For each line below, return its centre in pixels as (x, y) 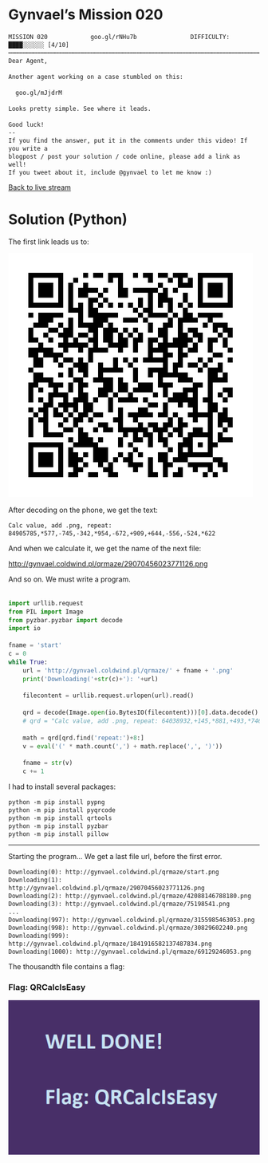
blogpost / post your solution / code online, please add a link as (124, 156)
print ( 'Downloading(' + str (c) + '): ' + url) (91, 679)
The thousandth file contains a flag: (67, 967)
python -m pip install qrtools (60, 818)
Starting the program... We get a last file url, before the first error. (115, 857)
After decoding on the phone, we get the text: (83, 510)
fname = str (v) (48, 763)
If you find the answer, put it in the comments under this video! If (128, 140)
